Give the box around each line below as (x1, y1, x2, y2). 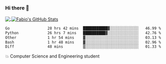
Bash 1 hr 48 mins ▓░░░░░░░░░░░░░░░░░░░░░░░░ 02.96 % (5, 40, 162, 45)
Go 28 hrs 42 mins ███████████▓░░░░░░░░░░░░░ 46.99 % (5, 26, 162, 31)
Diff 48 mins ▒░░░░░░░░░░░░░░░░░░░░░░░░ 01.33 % (5, 44, 162, 49)
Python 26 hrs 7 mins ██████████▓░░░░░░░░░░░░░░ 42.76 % (5, 30, 162, 35)
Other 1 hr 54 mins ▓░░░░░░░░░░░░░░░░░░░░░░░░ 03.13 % (5, 35, 162, 40)
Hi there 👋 (5, 4, 30, 11)
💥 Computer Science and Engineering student (5, 53, 100, 59)
